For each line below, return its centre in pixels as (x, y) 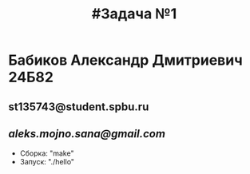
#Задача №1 (134, 14)
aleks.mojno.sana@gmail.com (87, 134)
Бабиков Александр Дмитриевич (126, 60)
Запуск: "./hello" (47, 161)
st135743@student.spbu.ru (79, 107)
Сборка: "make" (47, 153)
